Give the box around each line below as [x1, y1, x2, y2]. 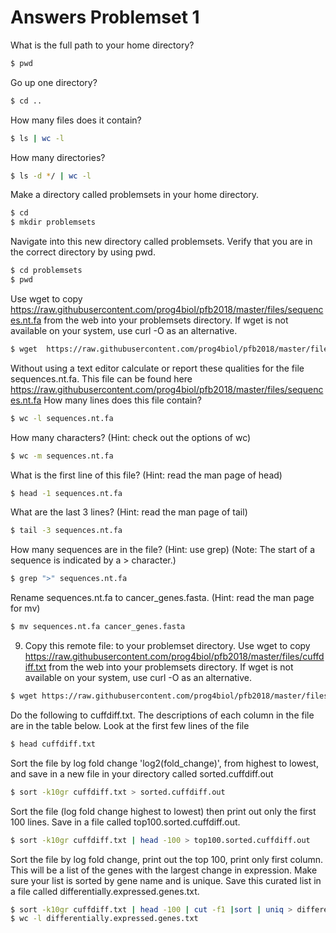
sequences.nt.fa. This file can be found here [10, 372, 193, 385]
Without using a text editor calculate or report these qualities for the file [10, 362, 305, 374]
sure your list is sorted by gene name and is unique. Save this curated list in [10, 874, 322, 886]
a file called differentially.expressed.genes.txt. [10, 885, 200, 897]
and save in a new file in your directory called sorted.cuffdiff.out [10, 767, 274, 780]
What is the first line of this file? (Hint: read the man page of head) [10, 469, 283, 481]
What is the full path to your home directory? [10, 39, 195, 51]
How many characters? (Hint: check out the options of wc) [10, 431, 252, 443]
